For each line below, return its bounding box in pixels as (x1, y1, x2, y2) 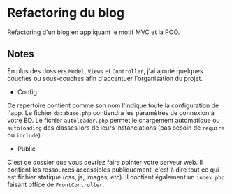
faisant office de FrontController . (7, 180, 105, 188)
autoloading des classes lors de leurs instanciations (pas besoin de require (7, 124, 225, 132)
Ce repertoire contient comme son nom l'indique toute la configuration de (7, 101, 219, 110)
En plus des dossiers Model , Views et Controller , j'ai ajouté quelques (7, 66, 203, 75)
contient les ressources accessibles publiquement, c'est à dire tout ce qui (7, 165, 219, 174)
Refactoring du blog (7, 5, 124, 21)
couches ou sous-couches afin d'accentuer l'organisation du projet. (7, 74, 203, 82)
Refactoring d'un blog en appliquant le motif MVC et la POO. (7, 28, 180, 36)
